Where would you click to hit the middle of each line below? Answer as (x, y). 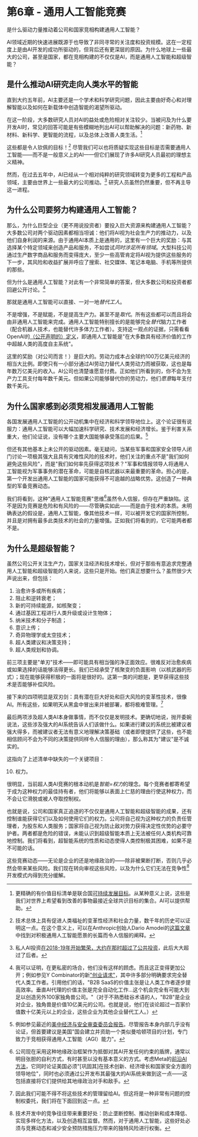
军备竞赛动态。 (35, 486)
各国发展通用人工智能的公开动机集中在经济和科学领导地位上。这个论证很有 (97, 421)
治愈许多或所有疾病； (41, 591)
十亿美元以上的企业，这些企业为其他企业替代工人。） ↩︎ (92, 1012)
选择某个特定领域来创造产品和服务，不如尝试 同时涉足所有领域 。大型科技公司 (99, 247)
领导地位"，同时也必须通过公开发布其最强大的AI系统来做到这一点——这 (101, 1074)
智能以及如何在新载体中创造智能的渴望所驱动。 (68, 107)
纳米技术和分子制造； (41, 620)
